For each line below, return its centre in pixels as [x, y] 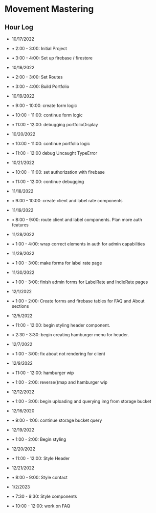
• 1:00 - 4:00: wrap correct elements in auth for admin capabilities [78, 244]
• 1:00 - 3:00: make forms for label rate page [57, 263]
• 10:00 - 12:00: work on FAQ [41, 506]
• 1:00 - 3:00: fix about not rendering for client [58, 354]
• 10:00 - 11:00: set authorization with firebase [58, 172]
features [20, 225]
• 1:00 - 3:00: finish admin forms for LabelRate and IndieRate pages [80, 282]
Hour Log [19, 27]
